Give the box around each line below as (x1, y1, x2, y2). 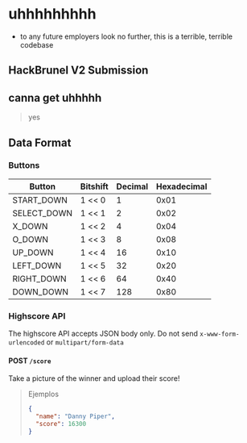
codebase (19, 40, 54, 49)
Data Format (8, 136, 72, 149)
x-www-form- (200, 330, 240, 339)
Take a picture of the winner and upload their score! (8, 374, 180, 383)
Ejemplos (27, 389, 59, 399)
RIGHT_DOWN (12, 273, 67, 284)
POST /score (8, 356, 51, 366)
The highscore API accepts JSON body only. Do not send (8, 328, 199, 339)
